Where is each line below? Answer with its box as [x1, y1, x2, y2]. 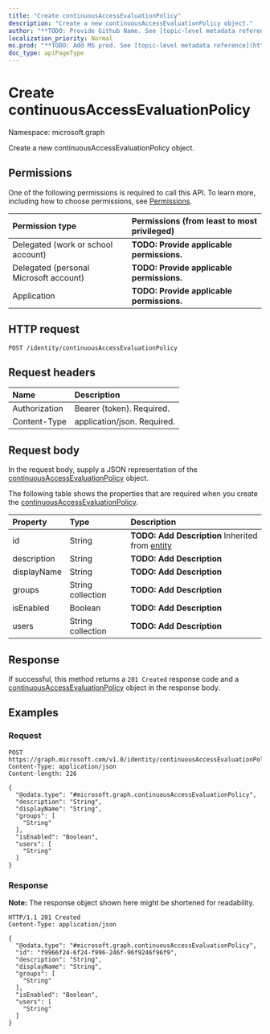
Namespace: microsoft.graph [8, 127, 105, 137]
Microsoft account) [12, 272, 85, 283]
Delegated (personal [12, 262, 90, 273]
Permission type [12, 220, 77, 232]
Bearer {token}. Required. [74, 403, 170, 414]
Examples [8, 706, 59, 720]
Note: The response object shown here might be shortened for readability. [8, 897, 255, 907]
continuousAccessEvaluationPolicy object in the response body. [8, 683, 221, 692]
